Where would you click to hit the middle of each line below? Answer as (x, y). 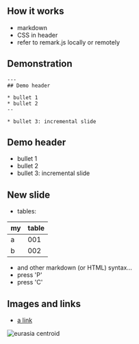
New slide (28, 195)
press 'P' (29, 275)
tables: (26, 211)
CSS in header (37, 35)
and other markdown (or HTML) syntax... (74, 268)
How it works (36, 11)
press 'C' (30, 282)
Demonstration (40, 64)
